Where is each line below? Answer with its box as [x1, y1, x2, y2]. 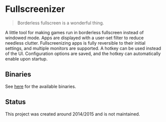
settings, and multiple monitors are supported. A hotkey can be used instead [5, 45, 162, 51]
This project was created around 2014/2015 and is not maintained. [5, 111, 140, 117]
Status [5, 98, 26, 106]
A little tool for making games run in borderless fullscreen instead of [5, 29, 144, 35]
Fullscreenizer [5, 3, 65, 15]
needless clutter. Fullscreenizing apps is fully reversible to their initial [5, 40, 146, 46]
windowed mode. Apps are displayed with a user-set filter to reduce [5, 35, 144, 41]
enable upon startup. [5, 56, 48, 61]
